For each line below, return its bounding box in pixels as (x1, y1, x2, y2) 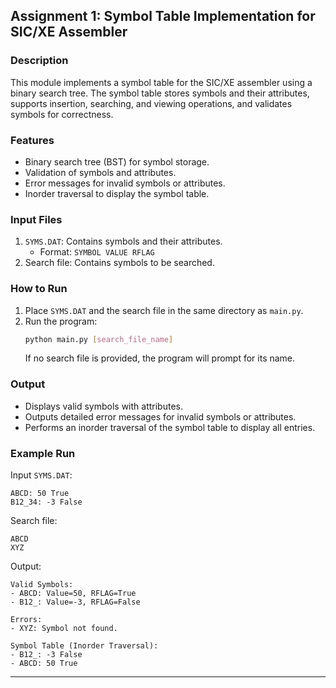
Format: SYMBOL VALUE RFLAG (39, 246, 155, 258)
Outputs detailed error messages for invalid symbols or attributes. (24, 410, 297, 423)
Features (10, 133, 55, 147)
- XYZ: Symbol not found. (10, 624, 118, 634)
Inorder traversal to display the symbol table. (24, 187, 210, 199)
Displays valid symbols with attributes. (24, 400, 183, 412)
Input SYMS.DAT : (10, 469, 73, 481)
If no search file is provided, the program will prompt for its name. (24, 352, 296, 364)
